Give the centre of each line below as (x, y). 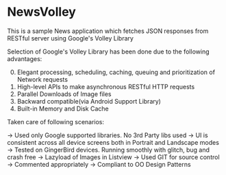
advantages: (25, 58)
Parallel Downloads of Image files (64, 94)
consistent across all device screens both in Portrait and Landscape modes (113, 142)
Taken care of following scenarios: (56, 121)
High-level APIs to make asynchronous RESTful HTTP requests (106, 86)
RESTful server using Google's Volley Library (70, 38)
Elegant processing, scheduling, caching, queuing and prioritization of (116, 72)
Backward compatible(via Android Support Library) (89, 101)
